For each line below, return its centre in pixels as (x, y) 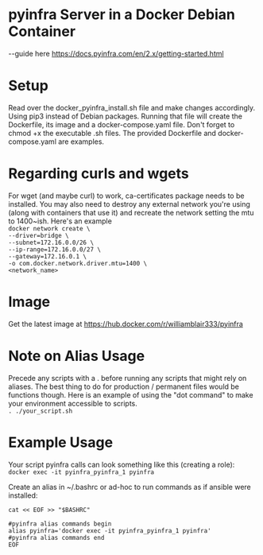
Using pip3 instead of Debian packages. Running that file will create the (125, 116)
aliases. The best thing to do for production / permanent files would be (124, 386)
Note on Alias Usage (77, 356)
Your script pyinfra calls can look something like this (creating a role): (122, 464)
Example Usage (61, 442)
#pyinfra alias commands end (56, 538)
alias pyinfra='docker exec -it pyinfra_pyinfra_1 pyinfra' (110, 530)
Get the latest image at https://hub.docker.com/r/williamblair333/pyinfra (126, 324)
